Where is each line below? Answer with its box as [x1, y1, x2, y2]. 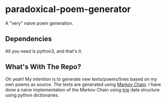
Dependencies [5, 35, 52, 43]
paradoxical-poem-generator [5, 4, 131, 15]
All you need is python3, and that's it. [5, 48, 83, 54]
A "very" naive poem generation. [5, 20, 74, 26]
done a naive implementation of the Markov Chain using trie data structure [5, 86, 160, 92]
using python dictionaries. [5, 92, 60, 98]
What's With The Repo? [5, 63, 82, 71]
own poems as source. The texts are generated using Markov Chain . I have [5, 81, 161, 87]
